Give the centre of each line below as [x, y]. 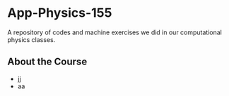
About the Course [47, 62]
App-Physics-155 [60, 13]
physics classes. [31, 39]
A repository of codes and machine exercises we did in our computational [115, 32]
